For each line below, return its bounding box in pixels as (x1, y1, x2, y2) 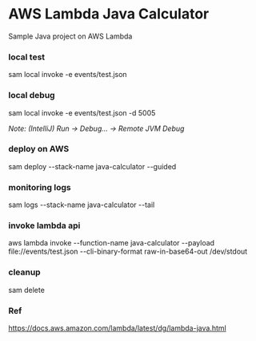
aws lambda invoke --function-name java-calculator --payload (8, 238, 214, 248)
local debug (8, 90, 55, 101)
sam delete (8, 285, 46, 294)
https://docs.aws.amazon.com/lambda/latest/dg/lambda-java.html (8, 323, 226, 333)
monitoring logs (8, 181, 71, 193)
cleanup (8, 266, 42, 278)
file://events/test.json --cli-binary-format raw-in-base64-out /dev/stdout (8, 246, 248, 257)
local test (8, 51, 46, 63)
